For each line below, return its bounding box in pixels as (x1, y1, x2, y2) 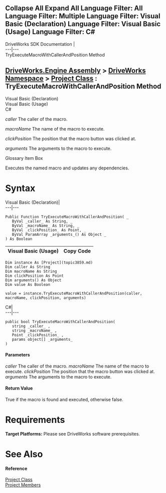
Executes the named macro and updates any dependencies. (5, 165, 129, 171)
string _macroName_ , (12, 328, 57, 333)
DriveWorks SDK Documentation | (5, 41, 75, 47)
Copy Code (63, 247, 91, 254)
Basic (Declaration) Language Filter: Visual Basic (5, 20, 161, 28)
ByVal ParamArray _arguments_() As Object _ (12, 232, 107, 237)
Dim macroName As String (5, 269, 57, 274)
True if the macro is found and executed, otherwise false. (5, 396, 124, 402)
